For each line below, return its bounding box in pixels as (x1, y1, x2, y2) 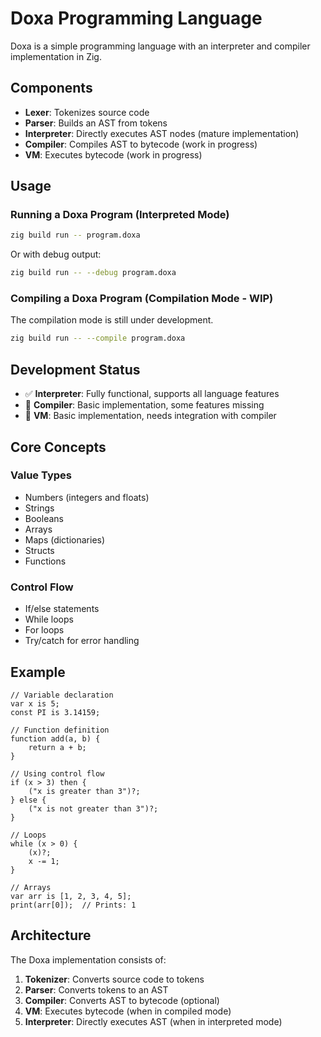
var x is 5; (10, 698, 60, 709)
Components (10, 80, 93, 97)
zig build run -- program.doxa (10, 230, 141, 241)
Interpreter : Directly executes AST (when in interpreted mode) (24, 1015, 283, 1027)
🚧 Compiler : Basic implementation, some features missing (24, 399, 265, 411)
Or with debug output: (10, 248, 102, 261)
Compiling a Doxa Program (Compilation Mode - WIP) (10, 292, 274, 306)
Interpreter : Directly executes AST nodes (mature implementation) (24, 127, 300, 139)
